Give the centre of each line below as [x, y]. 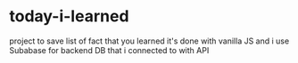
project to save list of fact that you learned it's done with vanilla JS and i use [149, 41]
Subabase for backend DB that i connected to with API [109, 50]
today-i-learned [69, 16]
